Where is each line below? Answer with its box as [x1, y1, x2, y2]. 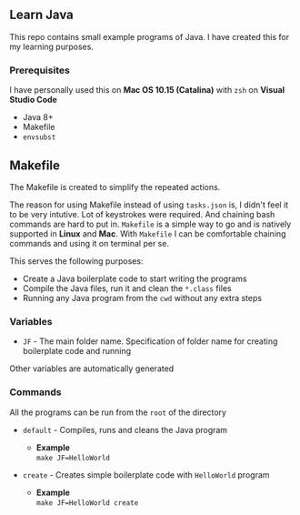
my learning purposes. [9, 41, 94, 52]
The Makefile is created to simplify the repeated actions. [9, 181, 221, 192]
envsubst [22, 133, 56, 142]
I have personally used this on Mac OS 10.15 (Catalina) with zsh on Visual [9, 85, 285, 96]
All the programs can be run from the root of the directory [9, 407, 227, 418]
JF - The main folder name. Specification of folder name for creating [22, 336, 278, 347]
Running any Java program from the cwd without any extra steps [22, 292, 262, 303]
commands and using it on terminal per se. [9, 237, 170, 248]
